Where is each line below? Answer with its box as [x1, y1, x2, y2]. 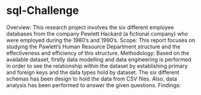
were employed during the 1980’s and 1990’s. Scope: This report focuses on [6, 36, 196, 44]
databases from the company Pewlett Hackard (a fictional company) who [6, 30, 188, 37]
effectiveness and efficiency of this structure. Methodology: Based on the [6, 49, 190, 56]
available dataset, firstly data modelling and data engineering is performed [6, 56, 192, 63]
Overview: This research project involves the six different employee [6, 24, 174, 31]
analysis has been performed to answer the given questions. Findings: [6, 81, 181, 88]
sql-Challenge [6, 4, 80, 18]
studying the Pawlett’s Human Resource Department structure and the [6, 43, 181, 50]
